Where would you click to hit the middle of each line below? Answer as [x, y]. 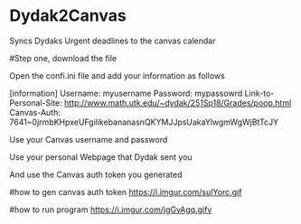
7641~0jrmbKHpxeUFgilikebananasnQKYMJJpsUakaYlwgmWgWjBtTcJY [144, 122]
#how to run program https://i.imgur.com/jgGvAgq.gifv [111, 210]
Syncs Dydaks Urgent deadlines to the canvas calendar [113, 41]
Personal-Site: [36, 103]
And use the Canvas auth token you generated [96, 174]
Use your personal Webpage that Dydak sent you [101, 157]
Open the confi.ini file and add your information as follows [118, 75]
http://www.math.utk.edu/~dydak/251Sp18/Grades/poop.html [178, 103]
